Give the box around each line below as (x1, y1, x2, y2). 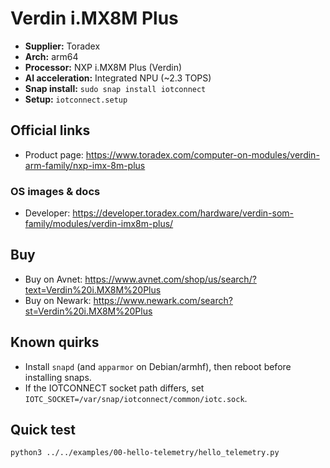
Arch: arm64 (24, 50, 79, 62)
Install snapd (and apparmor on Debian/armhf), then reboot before (24, 360, 292, 372)
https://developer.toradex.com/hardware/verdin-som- (72, 207, 295, 219)
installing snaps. (24, 371, 92, 383)
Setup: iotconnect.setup (24, 93, 128, 105)
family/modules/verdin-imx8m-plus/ (24, 218, 174, 230)
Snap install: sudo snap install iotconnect (24, 82, 207, 94)
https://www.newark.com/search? (93, 294, 233, 306)
